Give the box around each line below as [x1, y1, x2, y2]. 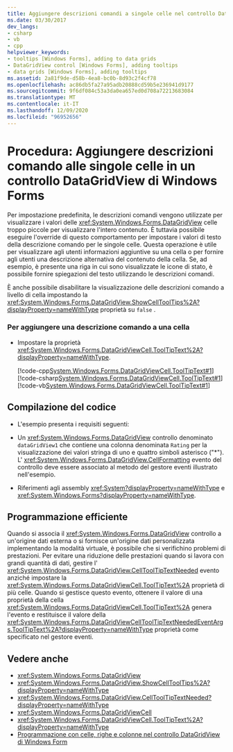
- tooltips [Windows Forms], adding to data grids [7, 56, 157, 62]
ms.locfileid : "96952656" [7, 113, 82, 120]
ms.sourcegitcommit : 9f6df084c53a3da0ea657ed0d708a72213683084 [7, 87, 194, 94]
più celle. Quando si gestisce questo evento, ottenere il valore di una [7, 588, 203, 597]
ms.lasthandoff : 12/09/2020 [7, 107, 89, 114]
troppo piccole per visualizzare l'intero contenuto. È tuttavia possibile [7, 225, 205, 233]
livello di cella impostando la [7, 290, 88, 299]
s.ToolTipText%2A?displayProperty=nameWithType [7, 626, 154, 634]
